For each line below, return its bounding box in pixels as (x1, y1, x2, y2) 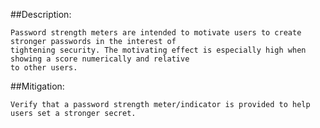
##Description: (10, 9, 72, 20)
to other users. (10, 63, 78, 73)
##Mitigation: (10, 80, 65, 92)
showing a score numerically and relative (10, 54, 190, 64)
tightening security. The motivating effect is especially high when (10, 45, 307, 55)
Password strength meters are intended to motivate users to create (10, 28, 302, 38)
